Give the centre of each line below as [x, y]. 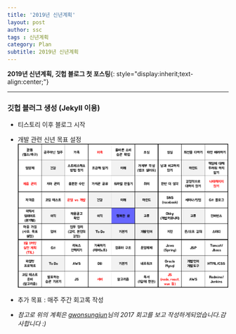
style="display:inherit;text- [155, 74]
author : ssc [25, 30]
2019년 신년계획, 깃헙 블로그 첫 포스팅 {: [61, 74]
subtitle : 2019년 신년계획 [43, 52]
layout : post [26, 22]
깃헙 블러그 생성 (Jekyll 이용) [54, 108]
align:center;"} [28, 82]
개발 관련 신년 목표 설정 [50, 140]
